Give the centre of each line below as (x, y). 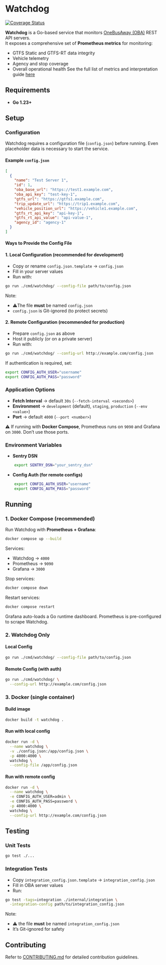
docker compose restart (30, 607)
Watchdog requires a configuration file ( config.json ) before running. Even (82, 144)
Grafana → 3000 (29, 569)
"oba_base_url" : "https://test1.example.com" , (64, 190)
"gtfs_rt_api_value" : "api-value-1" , (54, 218)
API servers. (18, 38)
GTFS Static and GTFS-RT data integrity (54, 53)
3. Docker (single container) (40, 697)
